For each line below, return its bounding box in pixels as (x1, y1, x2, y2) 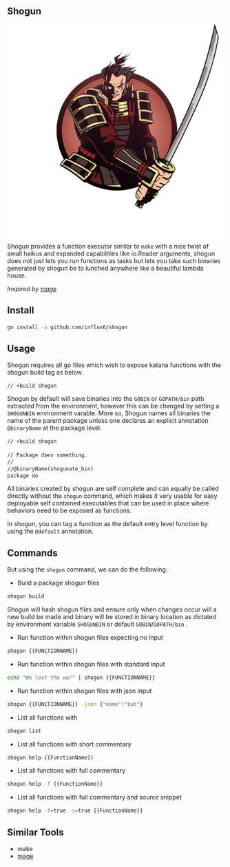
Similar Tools (7, 826, 64, 838)
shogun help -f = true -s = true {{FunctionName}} (7, 807, 143, 815)
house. (7, 271, 27, 280)
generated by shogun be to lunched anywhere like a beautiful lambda (7, 264, 205, 272)
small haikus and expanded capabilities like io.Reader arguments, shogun (7, 249, 216, 258)
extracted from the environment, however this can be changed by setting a (7, 402, 220, 410)
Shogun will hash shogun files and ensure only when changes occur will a (7, 605, 217, 614)
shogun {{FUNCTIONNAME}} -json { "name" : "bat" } (7, 700, 143, 708)
